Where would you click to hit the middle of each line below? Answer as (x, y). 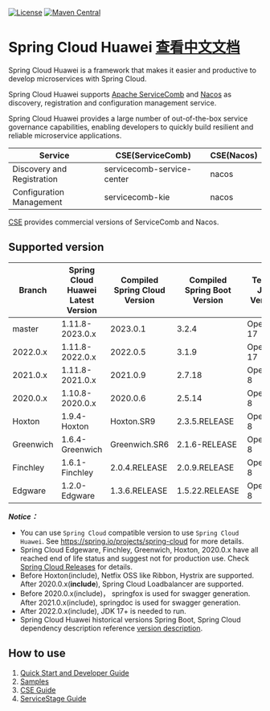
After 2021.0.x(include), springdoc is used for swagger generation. (130, 602)
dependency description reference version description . (111, 628)
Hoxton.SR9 (133, 421)
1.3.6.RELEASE (139, 491)
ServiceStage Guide (53, 698)
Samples (35, 681)
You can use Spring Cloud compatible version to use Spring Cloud (129, 532)
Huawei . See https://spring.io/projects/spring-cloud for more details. (132, 541)
